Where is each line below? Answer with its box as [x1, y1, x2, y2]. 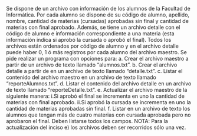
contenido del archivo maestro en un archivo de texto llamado [6, 74, 156, 81]
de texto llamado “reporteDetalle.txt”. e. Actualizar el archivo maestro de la [6, 87, 188, 93]
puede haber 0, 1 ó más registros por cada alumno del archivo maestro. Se [6, 49, 187, 55]
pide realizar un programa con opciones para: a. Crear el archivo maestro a [6, 55, 189, 62]
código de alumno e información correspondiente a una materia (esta [6, 30, 175, 37]
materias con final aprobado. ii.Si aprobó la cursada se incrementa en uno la [6, 99, 191, 105]
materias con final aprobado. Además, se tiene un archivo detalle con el [6, 24, 180, 31]
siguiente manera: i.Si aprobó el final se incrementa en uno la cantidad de [6, 92, 185, 99]
